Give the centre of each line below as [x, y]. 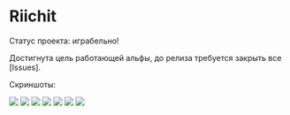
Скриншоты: [32, 84]
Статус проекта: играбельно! [64, 41]
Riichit [33, 16]
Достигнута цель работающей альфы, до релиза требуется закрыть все [145, 57]
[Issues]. [25, 67]
